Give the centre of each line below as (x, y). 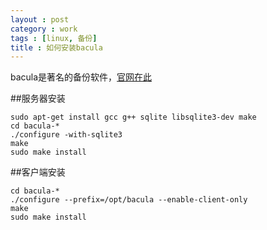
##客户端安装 (38, 172)
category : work (44, 29)
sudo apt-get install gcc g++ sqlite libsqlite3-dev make (133, 117)
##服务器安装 (38, 98)
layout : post (40, 19)
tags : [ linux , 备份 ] (54, 38)
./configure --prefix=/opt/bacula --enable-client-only (129, 200)
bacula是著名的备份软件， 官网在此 (81, 77)
